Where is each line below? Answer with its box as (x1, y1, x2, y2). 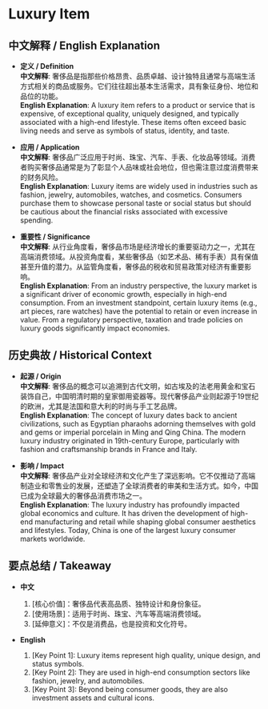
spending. (19, 215, 54, 225)
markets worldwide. (19, 534, 86, 543)
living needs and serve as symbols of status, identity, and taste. (19, 126, 230, 135)
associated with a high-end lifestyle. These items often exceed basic (19, 118, 246, 126)
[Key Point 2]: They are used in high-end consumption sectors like (31, 667, 250, 677)
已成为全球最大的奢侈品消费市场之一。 (19, 491, 146, 500)
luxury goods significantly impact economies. (19, 323, 170, 333)
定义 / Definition (19, 62, 74, 70)
